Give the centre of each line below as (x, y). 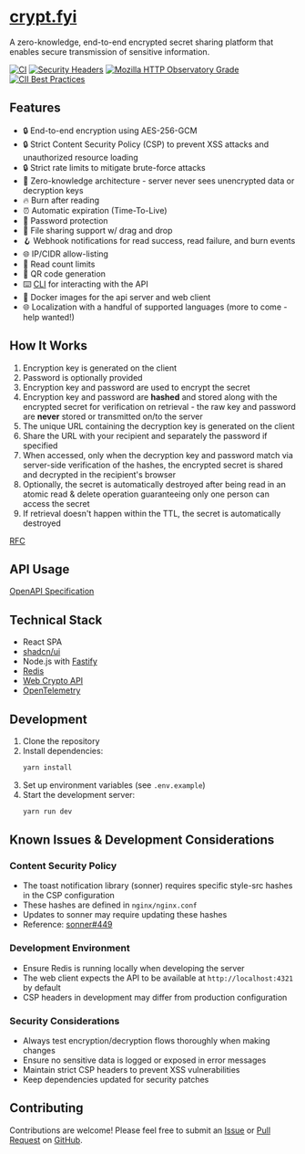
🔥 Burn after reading (61, 200)
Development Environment (70, 949)
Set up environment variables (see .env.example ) (114, 785)
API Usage (40, 569)
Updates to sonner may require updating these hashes (125, 915)
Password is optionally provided (82, 377)
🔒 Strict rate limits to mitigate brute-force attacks (114, 167)
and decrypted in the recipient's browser (99, 474)
